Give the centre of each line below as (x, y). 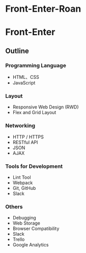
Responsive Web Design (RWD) (46, 107)
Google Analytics (31, 245)
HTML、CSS (26, 77)
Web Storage (26, 223)
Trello (19, 239)
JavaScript (24, 83)
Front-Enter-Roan (43, 9)
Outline (17, 51)
